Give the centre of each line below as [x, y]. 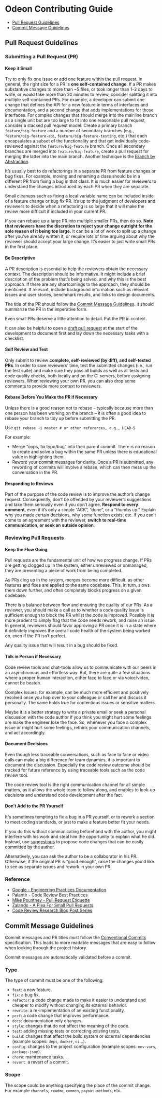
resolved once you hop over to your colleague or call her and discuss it [76, 697]
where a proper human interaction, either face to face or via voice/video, [77, 678]
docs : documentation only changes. [47, 1021]
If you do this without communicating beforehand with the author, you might [81, 831]
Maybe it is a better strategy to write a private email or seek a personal [75, 712]
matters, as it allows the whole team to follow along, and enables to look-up [80, 790]
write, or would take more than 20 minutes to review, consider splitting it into [81, 95]
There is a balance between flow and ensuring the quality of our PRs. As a [79, 605]
